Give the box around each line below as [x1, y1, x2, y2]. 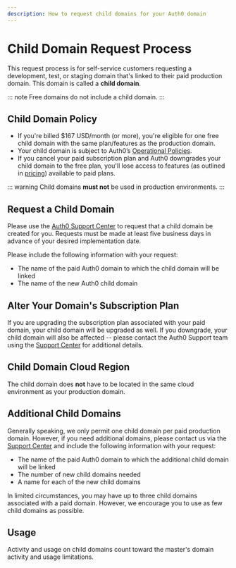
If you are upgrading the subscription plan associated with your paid [7, 319, 206, 326]
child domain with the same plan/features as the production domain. [17, 139, 216, 148]
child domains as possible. [7, 506, 85, 514]
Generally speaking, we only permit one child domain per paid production [7, 426, 221, 435]
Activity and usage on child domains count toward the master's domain [7, 545, 214, 554]
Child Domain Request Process [7, 40, 192, 56]
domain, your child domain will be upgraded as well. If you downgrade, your [7, 326, 228, 334]
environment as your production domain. [7, 387, 125, 395]
